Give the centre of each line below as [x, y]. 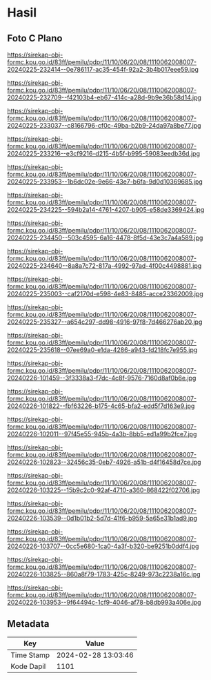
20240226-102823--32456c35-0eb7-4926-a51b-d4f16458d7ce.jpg [104, 462]
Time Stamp [30, 655]
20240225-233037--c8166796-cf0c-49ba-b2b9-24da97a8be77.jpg [104, 125]
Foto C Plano [35, 38]
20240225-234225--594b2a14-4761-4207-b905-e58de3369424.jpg [106, 210]
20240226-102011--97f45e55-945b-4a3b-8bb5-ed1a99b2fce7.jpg [102, 434]
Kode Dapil [28, 666]
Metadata [28, 624]
